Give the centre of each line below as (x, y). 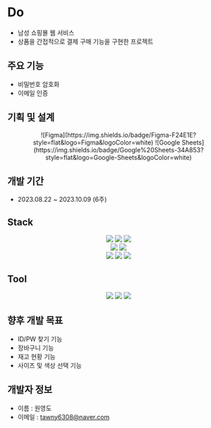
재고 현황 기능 (36, 356)
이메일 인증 (33, 93)
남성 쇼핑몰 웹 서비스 (46, 32)
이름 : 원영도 (35, 408)
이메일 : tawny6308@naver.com (64, 417)
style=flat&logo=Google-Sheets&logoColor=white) (119, 157)
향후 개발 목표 (35, 320)
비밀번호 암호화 (38, 84)
